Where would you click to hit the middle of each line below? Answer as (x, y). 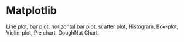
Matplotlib (32, 11)
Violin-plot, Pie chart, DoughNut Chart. (53, 32)
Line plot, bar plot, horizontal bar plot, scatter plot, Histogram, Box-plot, (92, 26)
